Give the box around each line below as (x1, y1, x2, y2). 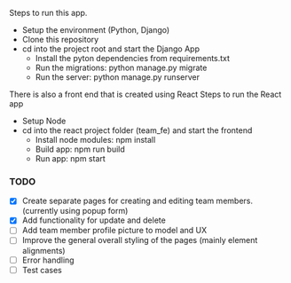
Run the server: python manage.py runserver (35, 72, 200, 83)
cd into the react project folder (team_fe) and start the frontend (21, 125, 253, 136)
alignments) (21, 245, 66, 255)
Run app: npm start (35, 153, 106, 163)
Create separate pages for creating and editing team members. (21, 195, 253, 207)
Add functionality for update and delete (21, 215, 166, 225)
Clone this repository (21, 35, 99, 44)
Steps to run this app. (9, 8, 88, 18)
